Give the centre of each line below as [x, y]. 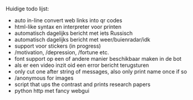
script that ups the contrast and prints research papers [82, 84]
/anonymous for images [44, 78]
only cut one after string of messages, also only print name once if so [101, 71]
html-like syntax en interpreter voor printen [68, 27]
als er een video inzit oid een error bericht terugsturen [81, 65]
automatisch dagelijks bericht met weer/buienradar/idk [82, 39]
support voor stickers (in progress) [58, 46]
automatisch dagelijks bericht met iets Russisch [74, 33]
